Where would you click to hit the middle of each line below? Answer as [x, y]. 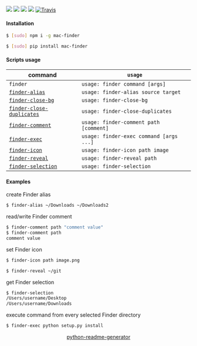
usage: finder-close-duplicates [127, 111]
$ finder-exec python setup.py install [55, 326]
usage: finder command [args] [124, 84]
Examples [18, 182]
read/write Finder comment [39, 217]
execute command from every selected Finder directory [73, 315]
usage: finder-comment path [121, 122]
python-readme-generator [98, 337]
